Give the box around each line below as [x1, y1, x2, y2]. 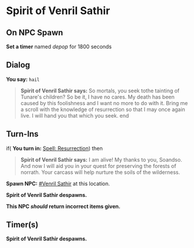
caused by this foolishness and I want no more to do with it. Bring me [20, 99, 188, 106]
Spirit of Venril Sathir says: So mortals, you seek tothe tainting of [20, 87, 180, 94]
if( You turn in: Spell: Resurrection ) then [6, 145, 103, 152]
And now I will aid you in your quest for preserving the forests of [20, 162, 176, 169]
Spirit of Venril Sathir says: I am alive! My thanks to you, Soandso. [20, 156, 182, 163]
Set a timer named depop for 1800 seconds [6, 43, 112, 50]
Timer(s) [6, 220, 39, 230]
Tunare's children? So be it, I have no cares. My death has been [20, 93, 175, 100]
